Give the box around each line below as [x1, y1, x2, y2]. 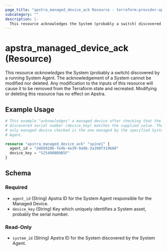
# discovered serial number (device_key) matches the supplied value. [5, 123, 155, 128]
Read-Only [5, 224, 32, 231]
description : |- [5, 16, 39, 21]
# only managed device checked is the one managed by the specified [5, 127, 150, 132]
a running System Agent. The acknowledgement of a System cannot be [5, 75, 152, 81]
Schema [5, 169, 31, 177]
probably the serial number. [12, 211, 69, 217]
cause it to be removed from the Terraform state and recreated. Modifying [5, 86, 157, 92]
